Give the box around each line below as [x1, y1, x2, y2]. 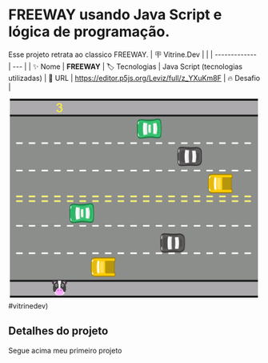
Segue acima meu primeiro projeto [8, 345, 122, 355]
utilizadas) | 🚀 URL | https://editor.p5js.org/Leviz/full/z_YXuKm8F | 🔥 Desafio [8, 73, 261, 83]
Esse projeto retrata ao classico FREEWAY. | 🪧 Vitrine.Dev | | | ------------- [8, 50, 258, 59]
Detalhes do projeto [8, 325, 109, 338]
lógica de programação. [8, 22, 170, 41]
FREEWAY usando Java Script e [8, 6, 222, 24]
